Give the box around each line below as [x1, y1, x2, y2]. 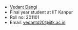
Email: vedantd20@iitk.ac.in [9, 19, 66, 25]
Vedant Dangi [9, 4, 38, 10]
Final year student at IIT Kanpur [9, 9, 73, 15]
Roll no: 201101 [9, 15, 39, 20]
